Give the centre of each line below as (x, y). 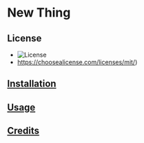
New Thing (39, 13)
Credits (23, 131)
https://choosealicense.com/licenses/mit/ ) (77, 62)
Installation (32, 84)
